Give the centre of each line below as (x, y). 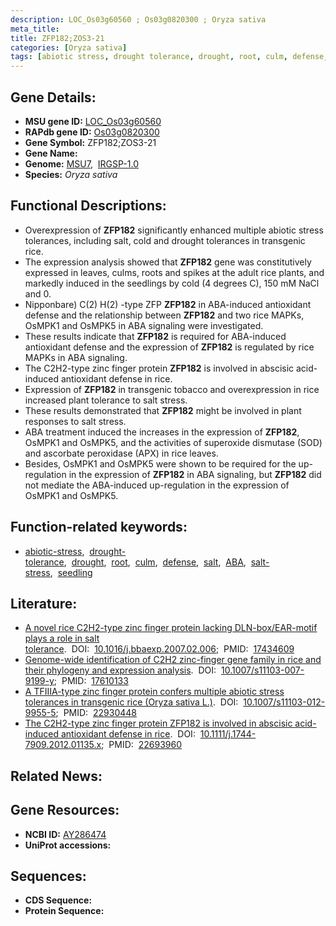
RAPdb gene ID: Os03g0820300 (92, 132)
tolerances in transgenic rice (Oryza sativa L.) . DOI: (131, 702)
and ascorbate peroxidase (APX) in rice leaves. (121, 453)
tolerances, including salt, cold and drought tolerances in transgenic (165, 240)
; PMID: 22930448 (96, 713)
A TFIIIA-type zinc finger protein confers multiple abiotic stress (154, 692)
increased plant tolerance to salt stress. (106, 400)
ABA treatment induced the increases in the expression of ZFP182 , (162, 432)
